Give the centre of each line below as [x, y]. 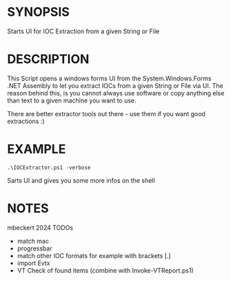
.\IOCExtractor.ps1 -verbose [49, 167]
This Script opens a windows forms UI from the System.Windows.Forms [109, 78]
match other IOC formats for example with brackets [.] [94, 255]
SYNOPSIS [39, 12]
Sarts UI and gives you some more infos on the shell [81, 180]
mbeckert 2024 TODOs [40, 227]
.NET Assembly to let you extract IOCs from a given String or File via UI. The [115, 85]
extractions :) [26, 121]
